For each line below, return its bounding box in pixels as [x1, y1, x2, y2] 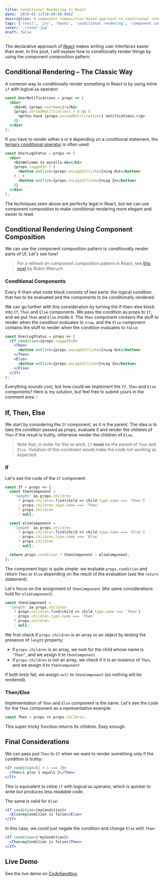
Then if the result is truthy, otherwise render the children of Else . [5, 432, 134, 438]
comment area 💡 [5, 394, 39, 400]
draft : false [5, 30, 32, 35]
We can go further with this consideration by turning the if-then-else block [5, 304, 155, 310]
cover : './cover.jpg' [5, 25, 49, 30]
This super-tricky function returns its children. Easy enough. [5, 723, 126, 729]
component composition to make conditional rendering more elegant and [5, 206, 152, 212]
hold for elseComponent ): [5, 590, 54, 597]
